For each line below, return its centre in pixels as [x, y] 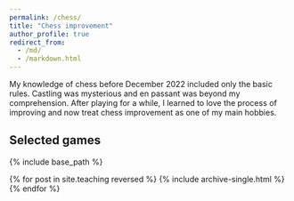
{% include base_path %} [56, 162]
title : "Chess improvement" [61, 26]
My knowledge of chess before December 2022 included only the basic [141, 84]
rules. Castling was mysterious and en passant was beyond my [125, 93]
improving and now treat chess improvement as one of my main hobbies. [143, 113]
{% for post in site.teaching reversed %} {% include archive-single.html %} [147, 179]
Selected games [55, 140]
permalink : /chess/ [45, 17]
